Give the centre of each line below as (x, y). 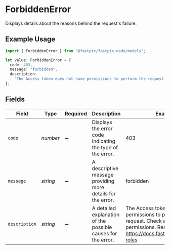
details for (104, 193)
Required (76, 113)
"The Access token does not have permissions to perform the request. (90, 79)
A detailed (104, 208)
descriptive (105, 168)
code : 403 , (21, 65)
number (51, 138)
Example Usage (30, 39)
